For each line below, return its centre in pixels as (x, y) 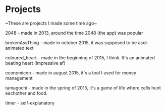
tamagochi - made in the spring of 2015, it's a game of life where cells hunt (83, 88)
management (19, 78)
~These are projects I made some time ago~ (51, 23)
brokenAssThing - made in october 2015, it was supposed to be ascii (76, 42)
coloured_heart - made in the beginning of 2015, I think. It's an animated (80, 58)
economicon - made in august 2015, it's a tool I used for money (71, 73)
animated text (19, 48)
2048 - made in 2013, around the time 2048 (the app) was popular (74, 33)
